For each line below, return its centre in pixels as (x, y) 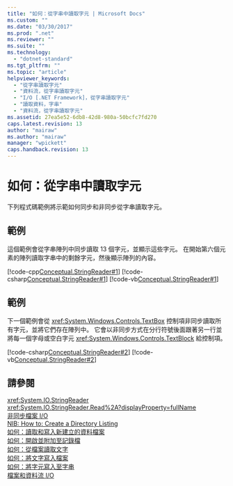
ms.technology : (29, 53)
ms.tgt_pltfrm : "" (34, 65)
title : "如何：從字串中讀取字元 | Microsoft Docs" (76, 14)
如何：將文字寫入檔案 (38, 458)
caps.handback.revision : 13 (48, 150)
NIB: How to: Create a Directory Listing (63, 424)
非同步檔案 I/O (28, 416)
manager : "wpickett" (37, 143)
